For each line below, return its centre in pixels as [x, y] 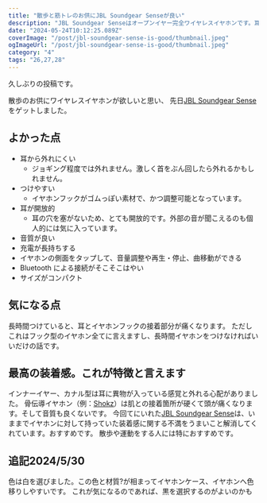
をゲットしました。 [40, 110]
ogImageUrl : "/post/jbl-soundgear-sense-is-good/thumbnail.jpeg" [118, 45]
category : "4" [32, 52]
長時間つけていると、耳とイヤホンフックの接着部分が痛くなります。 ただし [130, 326]
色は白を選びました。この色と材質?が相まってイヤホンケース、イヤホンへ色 [131, 482]
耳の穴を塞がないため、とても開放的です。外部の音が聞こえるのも [139, 218]
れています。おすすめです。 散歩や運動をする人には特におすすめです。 [123, 433]
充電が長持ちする [48, 248]
